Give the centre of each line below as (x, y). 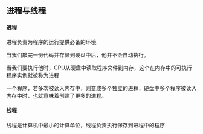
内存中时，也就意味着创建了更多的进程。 (56, 95)
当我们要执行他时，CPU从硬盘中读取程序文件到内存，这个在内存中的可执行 (99, 68)
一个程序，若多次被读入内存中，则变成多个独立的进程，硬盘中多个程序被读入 (101, 88)
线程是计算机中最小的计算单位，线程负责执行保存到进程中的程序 (85, 125)
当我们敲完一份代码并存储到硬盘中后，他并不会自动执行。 (78, 55)
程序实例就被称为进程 (33, 75)
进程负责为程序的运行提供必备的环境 (51, 42)
